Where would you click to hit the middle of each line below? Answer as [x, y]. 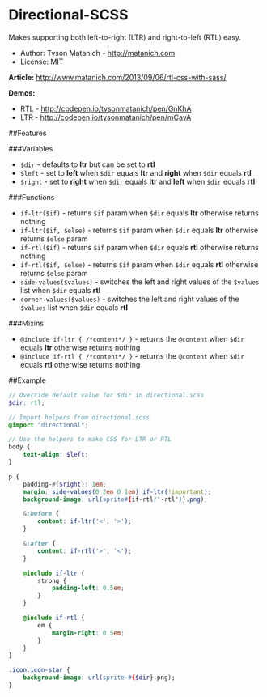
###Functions [32, 197]
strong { [52, 580]
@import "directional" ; [49, 425]
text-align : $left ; [56, 455]
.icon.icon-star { [39, 670]
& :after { [40, 544]
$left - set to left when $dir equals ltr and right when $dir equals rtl [136, 172]
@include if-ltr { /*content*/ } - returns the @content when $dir [132, 338]
